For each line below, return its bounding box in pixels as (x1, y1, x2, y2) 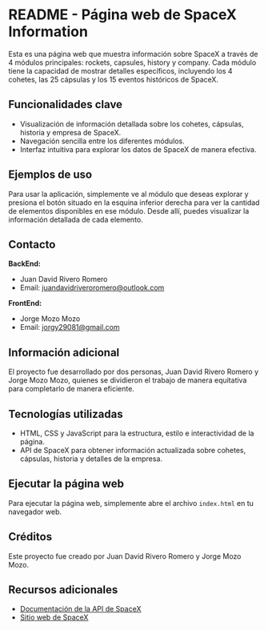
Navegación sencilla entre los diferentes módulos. (19, 136, 186, 146)
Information (8, 22, 88, 41)
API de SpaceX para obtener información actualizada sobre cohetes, (19, 446, 246, 455)
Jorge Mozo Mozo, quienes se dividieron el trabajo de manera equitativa (8, 375, 247, 385)
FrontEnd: (8, 299, 42, 308)
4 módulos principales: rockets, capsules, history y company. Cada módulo (8, 58, 257, 67)
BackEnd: (8, 259, 42, 269)
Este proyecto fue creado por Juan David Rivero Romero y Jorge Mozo (8, 551, 242, 561)
